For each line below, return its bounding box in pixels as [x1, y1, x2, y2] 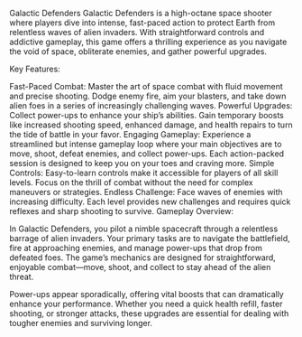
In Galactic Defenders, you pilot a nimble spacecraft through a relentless [9, 223, 279, 234]
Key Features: [9, 63, 60, 74]
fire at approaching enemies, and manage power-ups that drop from [9, 243, 263, 253]
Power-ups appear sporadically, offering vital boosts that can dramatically [9, 289, 284, 299]
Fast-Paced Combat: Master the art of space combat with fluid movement [9, 81, 284, 91]
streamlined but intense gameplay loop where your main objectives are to [9, 139, 282, 149]
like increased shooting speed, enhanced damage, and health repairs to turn [9, 119, 293, 130]
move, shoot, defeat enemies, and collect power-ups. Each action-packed [9, 148, 285, 159]
